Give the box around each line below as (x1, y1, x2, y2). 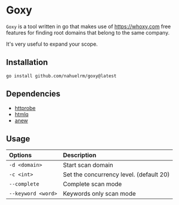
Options (9, 151, 32, 159)
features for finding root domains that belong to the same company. (6, 29, 170, 36)
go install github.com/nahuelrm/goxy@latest (6, 73, 117, 79)
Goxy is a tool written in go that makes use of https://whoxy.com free (6, 23, 171, 30)
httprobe (14, 104, 36, 111)
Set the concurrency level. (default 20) (62, 170, 170, 179)
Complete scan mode (62, 180, 122, 188)
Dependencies (6, 89, 60, 99)
